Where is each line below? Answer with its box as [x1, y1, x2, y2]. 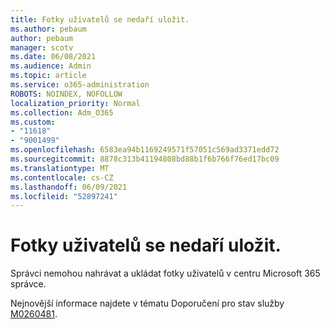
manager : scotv [10, 42, 74, 53]
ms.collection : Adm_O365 [10, 107, 114, 118]
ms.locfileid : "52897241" [10, 191, 118, 201]
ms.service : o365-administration [10, 80, 150, 90]
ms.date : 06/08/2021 [10, 52, 97, 62]
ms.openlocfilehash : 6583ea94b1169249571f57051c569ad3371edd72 [10, 145, 280, 155]
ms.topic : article [10, 71, 87, 81]
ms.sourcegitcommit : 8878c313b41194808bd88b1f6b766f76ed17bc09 [10, 154, 280, 164]
